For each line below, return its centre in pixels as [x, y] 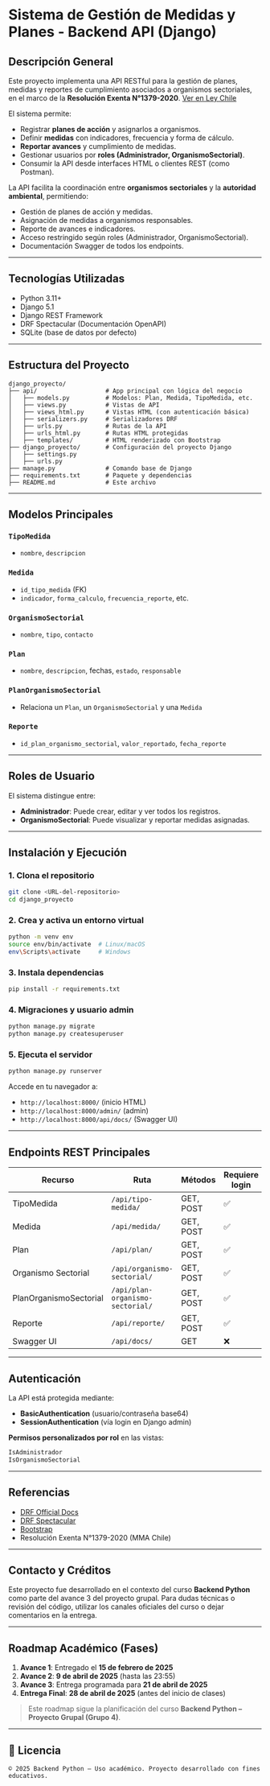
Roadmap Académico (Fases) [84, 1648]
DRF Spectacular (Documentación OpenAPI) [93, 324]
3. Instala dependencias [56, 972]
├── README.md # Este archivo [82, 482]
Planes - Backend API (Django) [112, 32]
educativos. [28, 1776]
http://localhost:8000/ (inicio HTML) [83, 1102]
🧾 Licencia [35, 1750]
